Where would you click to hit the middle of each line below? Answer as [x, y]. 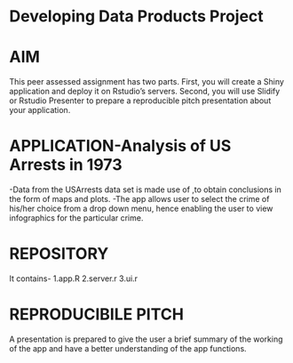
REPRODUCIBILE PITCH [97, 315]
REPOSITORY [59, 254]
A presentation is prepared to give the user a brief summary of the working [146, 339]
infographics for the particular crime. [76, 218]
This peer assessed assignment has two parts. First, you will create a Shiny [146, 82]
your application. [40, 110]
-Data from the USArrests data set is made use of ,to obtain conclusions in [145, 190]
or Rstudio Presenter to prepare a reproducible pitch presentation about [140, 101]
